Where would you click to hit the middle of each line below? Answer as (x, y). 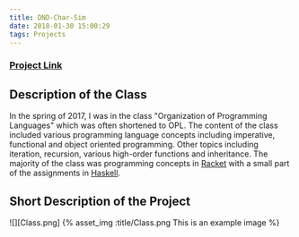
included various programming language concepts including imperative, (142, 135)
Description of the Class (79, 94)
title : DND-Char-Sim (48, 17)
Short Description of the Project (100, 201)
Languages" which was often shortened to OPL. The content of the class (144, 125)
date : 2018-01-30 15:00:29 (60, 26)
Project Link (36, 65)
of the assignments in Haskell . (65, 173)
